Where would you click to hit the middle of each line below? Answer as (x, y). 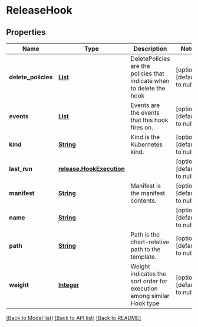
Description (150, 49)
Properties (26, 32)
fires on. (142, 127)
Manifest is (146, 186)
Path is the (145, 234)
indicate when (150, 81)
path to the (146, 249)
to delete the (148, 88)
